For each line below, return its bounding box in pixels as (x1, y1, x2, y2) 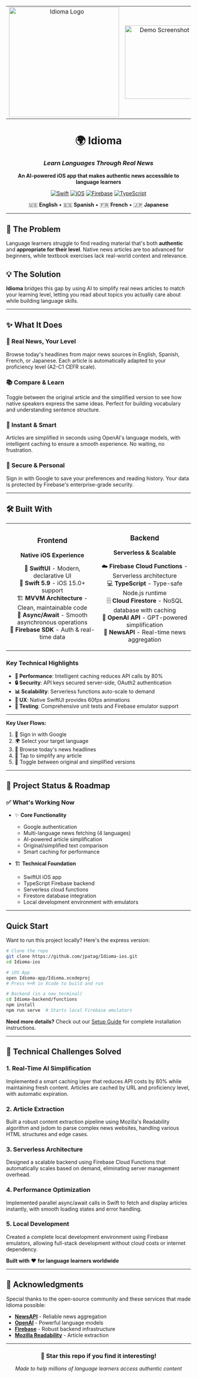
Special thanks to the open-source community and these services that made (6, 1295, 191, 1302)
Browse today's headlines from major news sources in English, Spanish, (6, 350, 180, 357)
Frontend (37, 536, 68, 545)
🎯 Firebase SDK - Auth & (9, 626, 80, 634)
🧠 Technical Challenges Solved (6, 1047, 122, 1057)
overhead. (6, 1171, 31, 1178)
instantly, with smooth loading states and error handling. (6, 1205, 142, 1212)
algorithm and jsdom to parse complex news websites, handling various (6, 1124, 179, 1132)
